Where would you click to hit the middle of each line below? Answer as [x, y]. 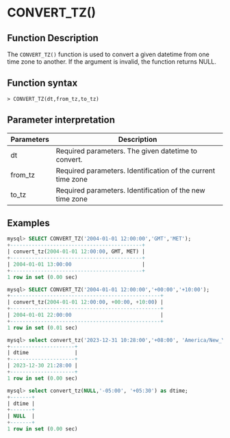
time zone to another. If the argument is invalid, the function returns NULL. [112, 62]
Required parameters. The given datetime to [126, 151]
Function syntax [42, 83]
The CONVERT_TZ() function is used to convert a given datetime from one [108, 54]
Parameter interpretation [61, 120]
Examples [28, 223]
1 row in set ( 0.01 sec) [42, 328]
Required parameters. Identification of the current [136, 171]
